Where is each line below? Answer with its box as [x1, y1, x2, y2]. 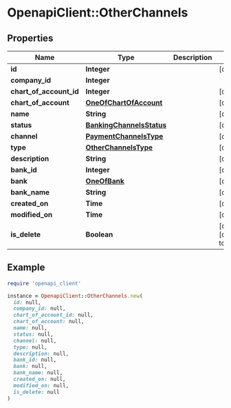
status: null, [13, 331, 54, 338]
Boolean [85, 229, 113, 239]
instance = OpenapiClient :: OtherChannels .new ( [7, 292, 143, 299]
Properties [7, 32, 54, 44]
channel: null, [13, 337, 57, 344]
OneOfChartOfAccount [85, 98, 163, 108]
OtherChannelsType [85, 143, 153, 152]
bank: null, [13, 363, 48, 370]
